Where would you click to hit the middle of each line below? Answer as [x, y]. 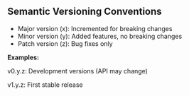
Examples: [23, 57]
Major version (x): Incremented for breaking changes [95, 28]
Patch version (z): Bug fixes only [65, 43]
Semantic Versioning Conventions [85, 12]
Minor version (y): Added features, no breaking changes [100, 36]
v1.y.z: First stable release [45, 85]
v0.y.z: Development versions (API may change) [77, 71]
